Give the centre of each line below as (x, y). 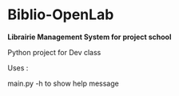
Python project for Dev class (54, 52)
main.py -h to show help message (63, 83)
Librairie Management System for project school (89, 37)
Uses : (18, 68)
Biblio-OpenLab (61, 15)
